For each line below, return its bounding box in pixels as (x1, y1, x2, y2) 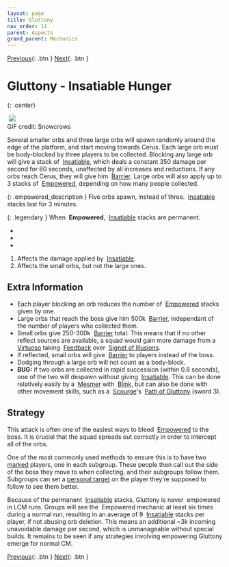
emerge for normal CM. (7, 539, 73, 547)
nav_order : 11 (7, 23, 48, 29)
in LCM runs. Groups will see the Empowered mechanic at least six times (7, 503, 213, 511)
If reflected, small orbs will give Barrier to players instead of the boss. (16, 350, 215, 359)
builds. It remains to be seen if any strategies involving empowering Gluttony (7, 532, 223, 540)
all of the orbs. (7, 439, 48, 448)
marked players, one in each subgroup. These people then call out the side (7, 460, 219, 468)
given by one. (16, 306, 56, 315)
